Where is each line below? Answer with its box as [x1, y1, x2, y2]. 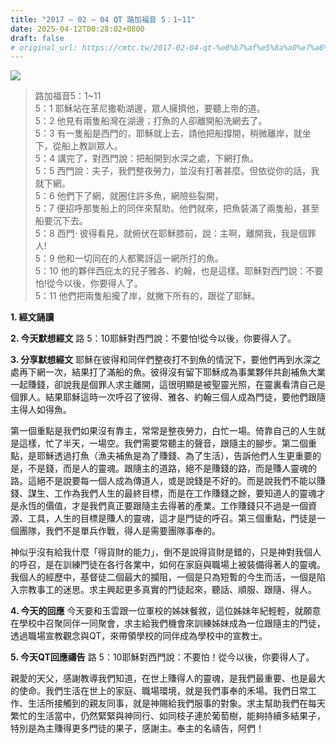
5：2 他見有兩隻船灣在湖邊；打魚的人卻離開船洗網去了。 [34, 115, 268, 127]
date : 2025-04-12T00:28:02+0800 [10, 24, 145, 34]
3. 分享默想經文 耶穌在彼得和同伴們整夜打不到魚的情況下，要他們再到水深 [10, 354, 313, 366]
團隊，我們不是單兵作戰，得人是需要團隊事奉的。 [18, 525, 221, 537]
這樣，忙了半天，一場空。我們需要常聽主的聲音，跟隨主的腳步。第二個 [18, 437, 308, 450]
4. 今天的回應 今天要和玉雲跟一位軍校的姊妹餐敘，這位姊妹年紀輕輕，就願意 [10, 605, 322, 617]
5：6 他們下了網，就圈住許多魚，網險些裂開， [34, 190, 224, 202]
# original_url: [10, 42, 78, 53]
